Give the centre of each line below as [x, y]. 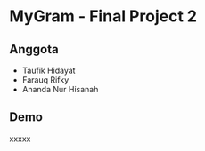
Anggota [34, 49]
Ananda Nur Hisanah [60, 89]
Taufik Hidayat [49, 70]
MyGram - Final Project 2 [103, 16]
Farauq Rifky [45, 80]
